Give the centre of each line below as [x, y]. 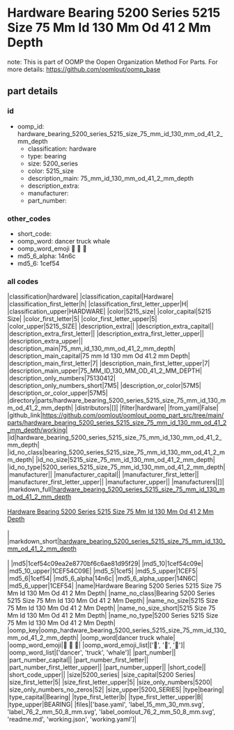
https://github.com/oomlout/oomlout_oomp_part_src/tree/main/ [133, 415]
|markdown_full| [30, 489]
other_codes [29, 218]
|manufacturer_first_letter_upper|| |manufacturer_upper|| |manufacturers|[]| [116, 482]
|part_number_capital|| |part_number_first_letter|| [78, 660]
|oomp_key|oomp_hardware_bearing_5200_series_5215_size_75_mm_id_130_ [117, 630]
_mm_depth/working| [38, 430]
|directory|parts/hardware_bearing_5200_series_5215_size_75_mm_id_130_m [117, 401]
